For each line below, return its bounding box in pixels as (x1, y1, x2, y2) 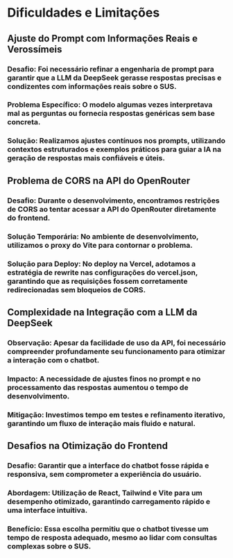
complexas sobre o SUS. (7, 541, 92, 551)
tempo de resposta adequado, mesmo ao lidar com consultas (7, 532, 217, 542)
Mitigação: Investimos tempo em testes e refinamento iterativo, (7, 409, 225, 419)
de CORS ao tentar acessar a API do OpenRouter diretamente (7, 204, 216, 214)
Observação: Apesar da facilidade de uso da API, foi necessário (7, 338, 226, 348)
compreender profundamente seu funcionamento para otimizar (7, 346, 225, 356)
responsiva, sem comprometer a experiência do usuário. (7, 469, 202, 479)
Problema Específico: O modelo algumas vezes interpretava (7, 100, 213, 110)
